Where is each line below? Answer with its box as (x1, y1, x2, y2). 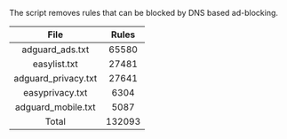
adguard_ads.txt (21, 43, 90, 56)
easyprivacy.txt (23, 87, 88, 98)
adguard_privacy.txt (13, 73, 98, 84)
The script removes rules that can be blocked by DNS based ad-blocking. (9, 8, 278, 18)
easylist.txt (32, 58, 78, 70)
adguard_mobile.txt (14, 101, 96, 113)
